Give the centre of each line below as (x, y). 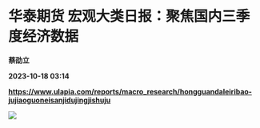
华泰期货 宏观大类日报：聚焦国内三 (122, 16)
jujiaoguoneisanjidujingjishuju (60, 100)
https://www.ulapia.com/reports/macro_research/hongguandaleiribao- (130, 91)
